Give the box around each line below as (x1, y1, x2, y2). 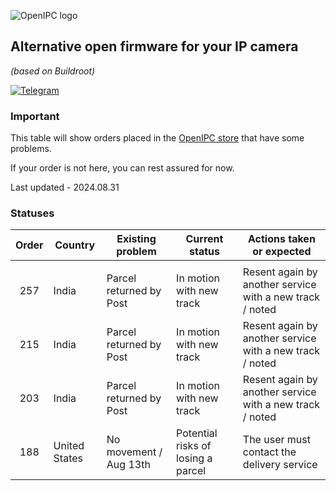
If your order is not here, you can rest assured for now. (10, 162, 235, 174)
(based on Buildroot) (10, 65, 96, 77)
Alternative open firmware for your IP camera (10, 38, 299, 55)
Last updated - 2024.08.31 (10, 181, 120, 194)
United (53, 439, 85, 453)
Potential (176, 426, 218, 440)
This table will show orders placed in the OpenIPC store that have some (10, 132, 305, 144)
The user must (242, 433, 311, 447)
